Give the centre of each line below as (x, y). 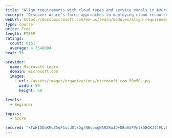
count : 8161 (23, 43)
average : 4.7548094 (31, 48)
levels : (14, 100)
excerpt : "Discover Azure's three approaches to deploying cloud (76, 15)
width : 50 (29, 86)
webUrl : (14, 19)
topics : (14, 114)
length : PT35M (20, 34)
